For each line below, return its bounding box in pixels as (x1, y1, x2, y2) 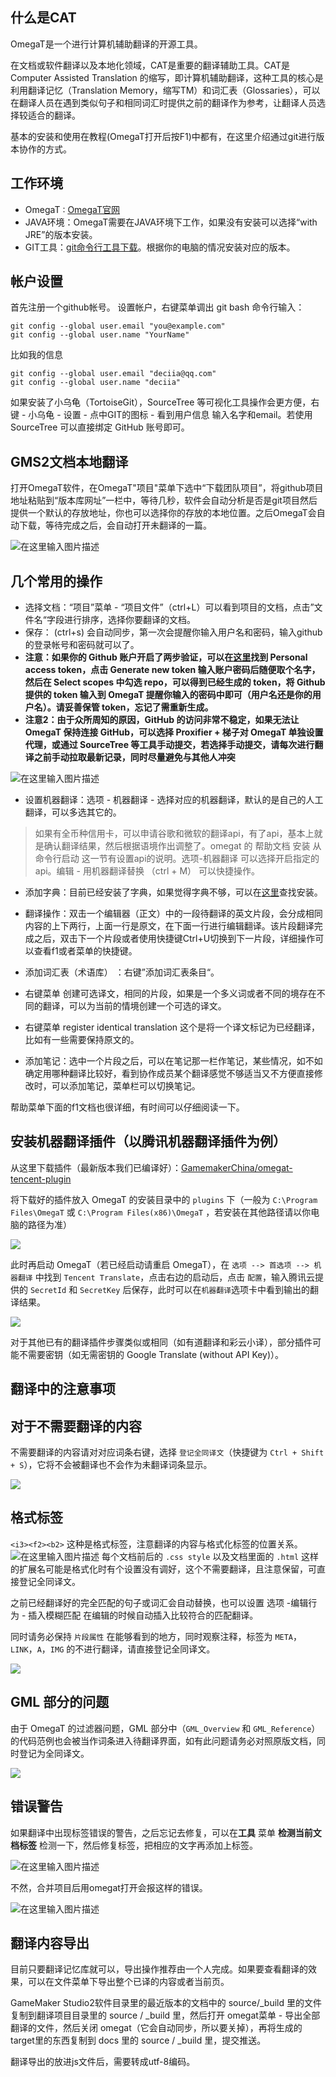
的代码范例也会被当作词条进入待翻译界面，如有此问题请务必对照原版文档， (10, 1734, 317, 1747)
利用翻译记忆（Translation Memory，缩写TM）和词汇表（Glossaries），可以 (10, 84, 321, 96)
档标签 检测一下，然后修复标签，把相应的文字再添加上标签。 (10, 1839, 258, 1851)
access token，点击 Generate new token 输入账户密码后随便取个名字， (24, 664, 321, 676)
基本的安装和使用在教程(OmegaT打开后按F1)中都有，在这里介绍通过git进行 (10, 130, 317, 142)
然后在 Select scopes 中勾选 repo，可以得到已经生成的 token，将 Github (24, 676, 326, 688)
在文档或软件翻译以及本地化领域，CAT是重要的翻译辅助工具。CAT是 (10, 59, 290, 71)
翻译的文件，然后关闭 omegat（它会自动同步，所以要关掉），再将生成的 (10, 2022, 303, 2034)
